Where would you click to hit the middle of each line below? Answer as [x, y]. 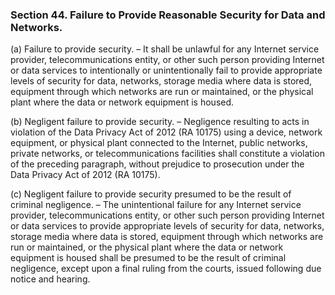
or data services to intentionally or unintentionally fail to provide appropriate [166, 70]
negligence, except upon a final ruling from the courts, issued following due [166, 269]
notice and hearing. [50, 279]
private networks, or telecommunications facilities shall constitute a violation [167, 154]
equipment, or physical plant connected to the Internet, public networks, [159, 143]
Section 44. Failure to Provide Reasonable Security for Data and [168, 15]
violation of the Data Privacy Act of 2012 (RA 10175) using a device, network [166, 132]
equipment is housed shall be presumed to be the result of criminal [148, 258]
